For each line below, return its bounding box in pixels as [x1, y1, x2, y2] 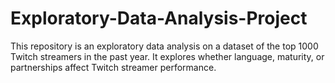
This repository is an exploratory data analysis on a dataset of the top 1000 [10, 40, 319, 52]
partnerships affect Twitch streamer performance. [10, 61, 217, 73]
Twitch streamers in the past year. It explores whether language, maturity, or [10, 50, 325, 62]
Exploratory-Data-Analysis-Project [10, 7, 308, 30]
